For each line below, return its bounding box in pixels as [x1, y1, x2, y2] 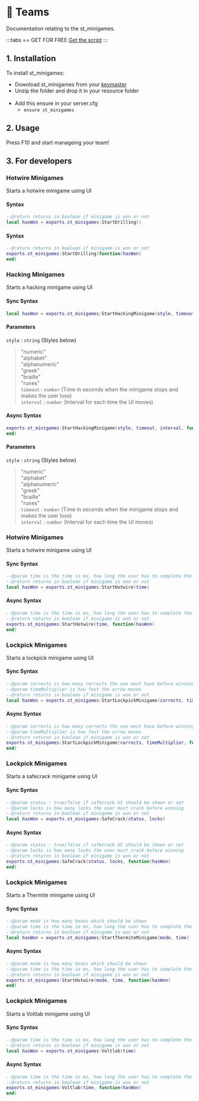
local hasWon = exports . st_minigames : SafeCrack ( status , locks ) [6, 816, 166, 822]
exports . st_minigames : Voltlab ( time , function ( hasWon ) [6, 1085, 142, 1091]
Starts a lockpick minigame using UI [6, 654, 94, 661]
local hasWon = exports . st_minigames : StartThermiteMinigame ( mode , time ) [6, 935, 190, 940]
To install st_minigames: [6, 69, 65, 76]
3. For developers [6, 156, 72, 166]
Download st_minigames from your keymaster [14, 81, 127, 88]
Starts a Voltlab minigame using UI [6, 1010, 90, 1017]
